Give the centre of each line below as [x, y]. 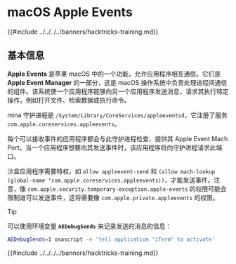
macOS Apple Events [70, 12]
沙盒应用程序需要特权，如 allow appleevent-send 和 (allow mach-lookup [111, 171]
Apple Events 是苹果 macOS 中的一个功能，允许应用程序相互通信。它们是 [114, 74]
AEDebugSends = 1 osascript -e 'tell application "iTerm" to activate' [111, 239]
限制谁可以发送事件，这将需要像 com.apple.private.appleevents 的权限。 [113, 197]
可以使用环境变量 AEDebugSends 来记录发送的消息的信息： [90, 226]
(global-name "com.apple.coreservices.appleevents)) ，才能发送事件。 [111, 180]
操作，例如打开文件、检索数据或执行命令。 [69, 100]
